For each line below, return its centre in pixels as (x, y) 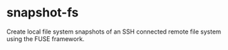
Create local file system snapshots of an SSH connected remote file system (114, 32)
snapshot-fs (42, 13)
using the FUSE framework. (46, 38)
